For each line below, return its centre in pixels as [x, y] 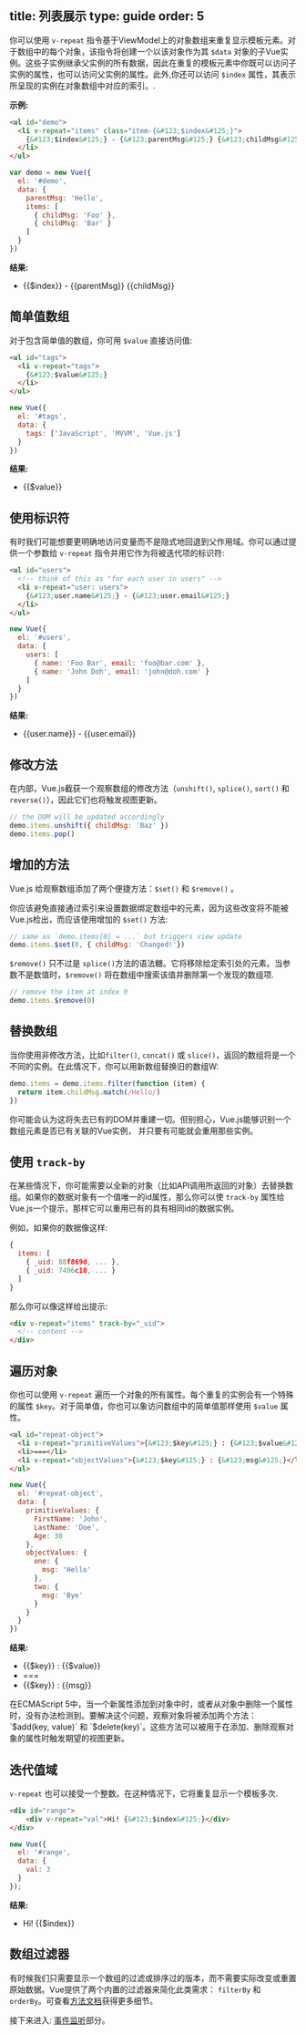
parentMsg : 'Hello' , [65, 198]
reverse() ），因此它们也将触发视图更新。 [86, 800]
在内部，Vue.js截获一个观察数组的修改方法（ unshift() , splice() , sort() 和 [149, 789]
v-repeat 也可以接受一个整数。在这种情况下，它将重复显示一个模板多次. [144, 1793]
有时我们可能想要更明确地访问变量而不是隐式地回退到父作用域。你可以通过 [149, 542]
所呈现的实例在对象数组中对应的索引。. [83, 86]
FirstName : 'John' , [70, 1519]
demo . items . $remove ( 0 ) [52, 1001]
